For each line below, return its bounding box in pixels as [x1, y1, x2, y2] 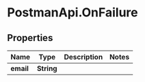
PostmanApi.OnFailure [7, 5, 138, 20]
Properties [7, 32, 53, 44]
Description [64, 53, 103, 61]
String [36, 64, 57, 73]
